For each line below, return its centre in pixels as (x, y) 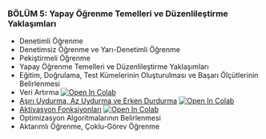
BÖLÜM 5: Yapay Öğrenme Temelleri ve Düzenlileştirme (118, 14)
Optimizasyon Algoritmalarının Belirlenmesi (90, 118)
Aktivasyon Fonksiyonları (60, 109)
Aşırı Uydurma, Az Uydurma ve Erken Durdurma (98, 101)
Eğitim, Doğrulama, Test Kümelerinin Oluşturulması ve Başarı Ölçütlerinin (139, 76)
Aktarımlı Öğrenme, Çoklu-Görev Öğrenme (89, 127)
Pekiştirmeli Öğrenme (55, 58)
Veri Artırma (39, 92)
